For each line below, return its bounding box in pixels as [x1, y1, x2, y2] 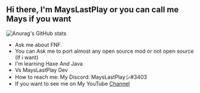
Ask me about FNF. [14, 41, 63, 48]
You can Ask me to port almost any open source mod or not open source [14, 47, 194, 54]
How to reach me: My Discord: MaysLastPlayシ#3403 [14, 73, 147, 81]
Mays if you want [6, 14, 72, 24]
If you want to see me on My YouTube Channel [14, 80, 130, 87]
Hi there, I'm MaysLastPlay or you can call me [6, 5, 179, 15]
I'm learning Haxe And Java [14, 60, 83, 67]
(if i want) [14, 53, 39, 61]
